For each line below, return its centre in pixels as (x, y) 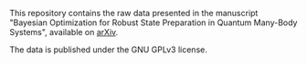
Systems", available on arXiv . (64, 32)
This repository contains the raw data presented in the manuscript (134, 13)
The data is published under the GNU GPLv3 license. (108, 50)
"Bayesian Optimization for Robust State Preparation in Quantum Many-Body (153, 23)
